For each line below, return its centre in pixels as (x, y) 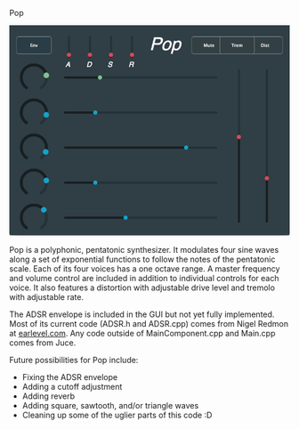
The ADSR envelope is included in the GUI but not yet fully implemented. (142, 314)
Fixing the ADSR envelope (70, 377)
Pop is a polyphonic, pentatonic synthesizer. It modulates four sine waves (144, 250)
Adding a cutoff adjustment (72, 387)
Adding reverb (48, 396)
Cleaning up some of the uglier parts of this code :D (117, 415)
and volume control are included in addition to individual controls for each (144, 278)
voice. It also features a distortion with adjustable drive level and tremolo (142, 287)
